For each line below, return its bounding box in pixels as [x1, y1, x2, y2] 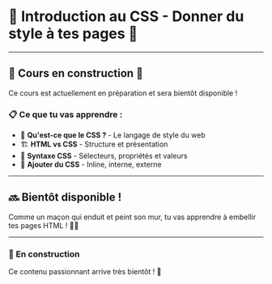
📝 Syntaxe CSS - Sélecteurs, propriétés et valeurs [19, 151, 188, 161]
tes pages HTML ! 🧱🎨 [8, 220, 79, 230]
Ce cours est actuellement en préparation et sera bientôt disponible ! [8, 88, 238, 98]
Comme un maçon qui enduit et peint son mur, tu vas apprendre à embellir [8, 212, 257, 222]
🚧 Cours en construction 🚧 [8, 66, 143, 80]
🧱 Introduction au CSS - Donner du [8, 7, 244, 26]
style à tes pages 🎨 [8, 24, 138, 43]
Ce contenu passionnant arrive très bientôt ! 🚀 [8, 267, 162, 277]
